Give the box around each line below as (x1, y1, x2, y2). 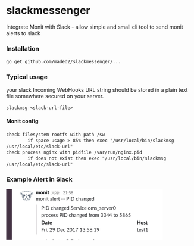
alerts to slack (6, 29, 40, 36)
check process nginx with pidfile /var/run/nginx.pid (6, 150, 143, 155)
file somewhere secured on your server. (6, 93, 104, 100)
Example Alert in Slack (6, 175, 73, 183)
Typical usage (6, 73, 48, 81)
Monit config (6, 117, 39, 124)
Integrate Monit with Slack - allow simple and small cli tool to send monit (6, 23, 183, 30)
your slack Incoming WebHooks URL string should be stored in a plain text (6, 86, 188, 94)
